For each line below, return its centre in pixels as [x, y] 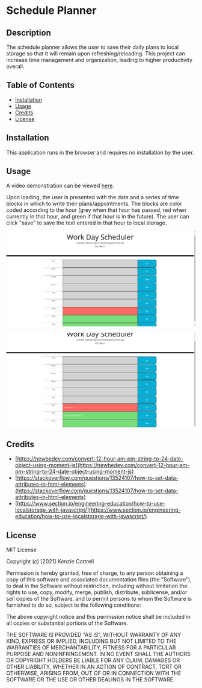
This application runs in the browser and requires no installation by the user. [100, 152]
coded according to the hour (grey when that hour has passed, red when [96, 210]
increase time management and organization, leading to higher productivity [99, 60]
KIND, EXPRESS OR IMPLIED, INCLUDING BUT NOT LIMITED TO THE [91, 641]
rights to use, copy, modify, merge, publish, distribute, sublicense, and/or [97, 592]
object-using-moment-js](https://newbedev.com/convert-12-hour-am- [102, 465]
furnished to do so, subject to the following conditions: [74, 605]
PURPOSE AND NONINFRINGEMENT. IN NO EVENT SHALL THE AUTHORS [99, 654]
